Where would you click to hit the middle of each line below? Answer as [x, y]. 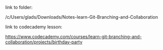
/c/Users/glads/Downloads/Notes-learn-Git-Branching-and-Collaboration [82, 17]
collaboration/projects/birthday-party [44, 42]
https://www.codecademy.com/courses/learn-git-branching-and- [74, 37]
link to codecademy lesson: [34, 27]
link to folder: [19, 7]
